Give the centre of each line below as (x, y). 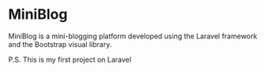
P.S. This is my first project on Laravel (70, 59)
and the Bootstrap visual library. (60, 44)
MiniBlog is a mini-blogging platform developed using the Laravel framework (133, 36)
